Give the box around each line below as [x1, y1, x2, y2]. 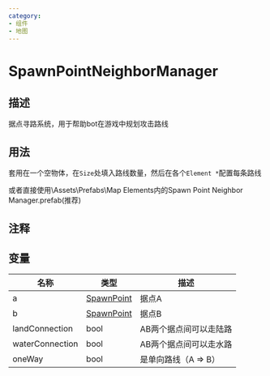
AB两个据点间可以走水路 [139, 339, 233, 350]
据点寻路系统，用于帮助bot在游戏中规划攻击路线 [8, 119, 169, 129]
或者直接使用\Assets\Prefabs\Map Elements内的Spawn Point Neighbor [8, 186, 243, 195]
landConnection [12, 323, 73, 335]
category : [8, 11, 42, 20]
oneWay [12, 353, 44, 365]
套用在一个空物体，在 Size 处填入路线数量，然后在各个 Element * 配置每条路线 [8, 168, 262, 178]
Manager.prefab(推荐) [8, 195, 82, 205]
